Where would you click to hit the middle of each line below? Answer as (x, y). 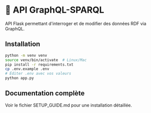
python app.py (20, 78)
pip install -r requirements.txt (39, 65)
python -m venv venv (26, 55)
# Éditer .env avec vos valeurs (38, 74)
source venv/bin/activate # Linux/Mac (46, 60)
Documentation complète (45, 93)
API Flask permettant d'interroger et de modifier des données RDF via (76, 23)
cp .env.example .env (27, 69)
